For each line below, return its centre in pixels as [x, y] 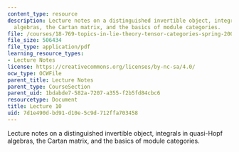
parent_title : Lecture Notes [51, 80]
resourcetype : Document [43, 100]
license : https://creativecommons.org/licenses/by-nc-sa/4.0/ [101, 67]
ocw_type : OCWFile [34, 73]
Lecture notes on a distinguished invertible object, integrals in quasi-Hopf [115, 133]
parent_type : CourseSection [49, 87]
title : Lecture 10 [34, 107]
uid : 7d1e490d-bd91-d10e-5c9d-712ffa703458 [73, 113]
